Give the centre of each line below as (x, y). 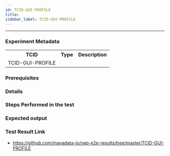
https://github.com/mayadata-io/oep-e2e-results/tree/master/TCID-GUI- (88, 143)
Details (14, 91)
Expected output (26, 118)
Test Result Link (25, 132)
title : (12, 15)
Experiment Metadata (32, 42)
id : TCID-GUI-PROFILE (28, 10)
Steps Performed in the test (40, 105)
